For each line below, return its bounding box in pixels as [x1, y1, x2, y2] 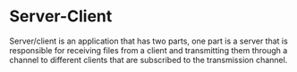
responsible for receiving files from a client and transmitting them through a [9, 44, 288, 55]
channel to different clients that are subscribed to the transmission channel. [9, 54, 288, 65]
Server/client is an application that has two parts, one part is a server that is [9, 36, 288, 46]
